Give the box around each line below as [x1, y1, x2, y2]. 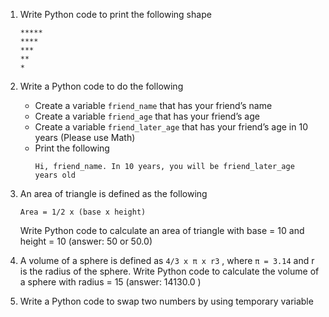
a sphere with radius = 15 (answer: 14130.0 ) [19, 276, 202, 288]
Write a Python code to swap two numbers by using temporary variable [19, 295, 314, 307]
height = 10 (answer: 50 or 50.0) [19, 235, 153, 247]
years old [34, 170, 77, 180]
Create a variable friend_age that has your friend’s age [34, 110, 260, 122]
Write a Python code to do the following [19, 80, 184, 92]
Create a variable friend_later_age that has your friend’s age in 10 [34, 121, 308, 133]
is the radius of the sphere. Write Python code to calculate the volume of [19, 265, 320, 277]
